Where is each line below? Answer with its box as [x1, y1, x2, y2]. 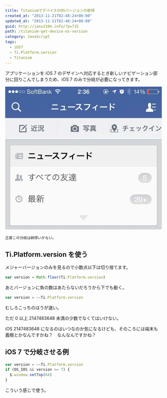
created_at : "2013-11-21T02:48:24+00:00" [5, 13, 92, 18]
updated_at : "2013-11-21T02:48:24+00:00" [5, 18, 92, 23]
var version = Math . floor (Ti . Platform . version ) [5, 275, 106, 280]
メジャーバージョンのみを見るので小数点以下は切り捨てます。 [5, 264, 131, 270]
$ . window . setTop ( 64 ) [9, 373, 52, 378]
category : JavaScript [5, 34, 50, 39]
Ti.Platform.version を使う [5, 250, 88, 258]
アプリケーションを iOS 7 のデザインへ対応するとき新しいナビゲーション [5, 70, 154, 76]
